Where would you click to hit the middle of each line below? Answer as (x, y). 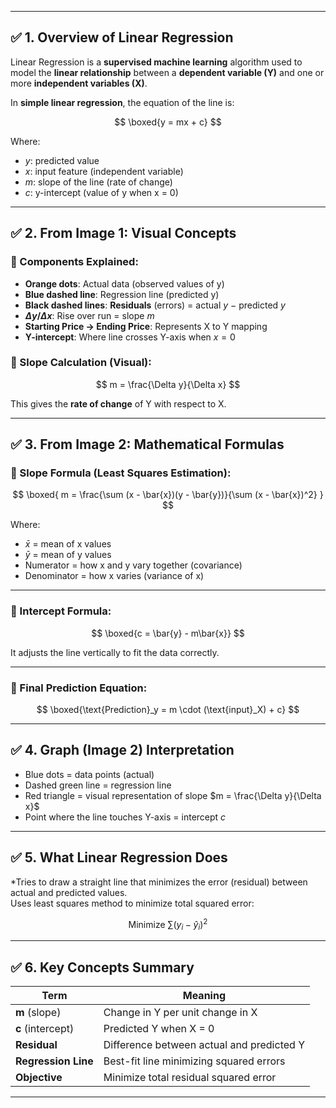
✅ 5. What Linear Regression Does (119, 857)
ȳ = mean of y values (68, 555)
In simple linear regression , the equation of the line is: (122, 102)
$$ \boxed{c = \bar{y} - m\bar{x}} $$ (168, 633)
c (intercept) (45, 1028)
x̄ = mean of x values (68, 544)
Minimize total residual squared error (190, 1077)
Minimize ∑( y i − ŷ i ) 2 (168, 924)
